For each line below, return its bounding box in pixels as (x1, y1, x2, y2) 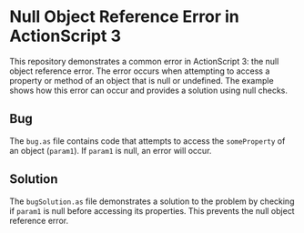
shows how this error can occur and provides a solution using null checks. (9, 85, 289, 96)
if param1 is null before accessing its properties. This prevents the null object (9, 205, 295, 216)
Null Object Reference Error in (9, 6, 239, 27)
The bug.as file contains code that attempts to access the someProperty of (9, 135, 286, 147)
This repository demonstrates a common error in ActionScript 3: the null (9, 56, 279, 66)
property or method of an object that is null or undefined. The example (9, 75, 275, 86)
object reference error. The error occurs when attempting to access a (9, 66, 270, 76)
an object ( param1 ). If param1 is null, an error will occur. (9, 145, 212, 156)
